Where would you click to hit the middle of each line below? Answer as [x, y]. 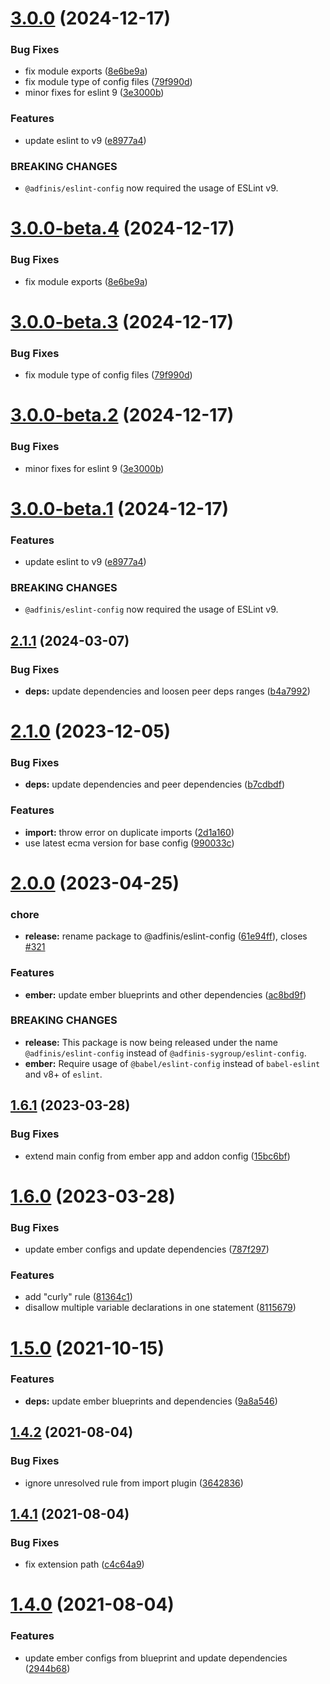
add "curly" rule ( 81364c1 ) [78, 1297]
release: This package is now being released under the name [151, 1042]
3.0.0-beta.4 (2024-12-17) [122, 228]
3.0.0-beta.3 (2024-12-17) [122, 321]
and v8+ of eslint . [63, 1074]
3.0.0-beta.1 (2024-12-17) [120, 508]
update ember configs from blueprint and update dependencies [156, 1658]
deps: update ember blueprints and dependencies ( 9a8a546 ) [151, 1401]
